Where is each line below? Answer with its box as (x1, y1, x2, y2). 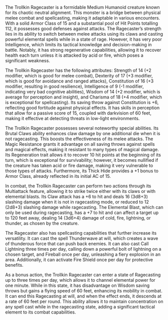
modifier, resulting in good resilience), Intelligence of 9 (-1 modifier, (5, 83, 144, 89)
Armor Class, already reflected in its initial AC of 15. (5, 173, 111, 179)
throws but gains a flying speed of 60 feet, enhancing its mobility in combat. (5, 288, 163, 293)
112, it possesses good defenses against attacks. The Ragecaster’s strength (5, 26, 161, 32)
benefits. (5, 262, 24, 268)
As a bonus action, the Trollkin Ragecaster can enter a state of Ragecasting (5, 272, 161, 278)
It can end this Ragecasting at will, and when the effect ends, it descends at (5, 293, 162, 299)
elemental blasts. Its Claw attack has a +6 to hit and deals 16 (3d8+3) (5, 193, 148, 199)
